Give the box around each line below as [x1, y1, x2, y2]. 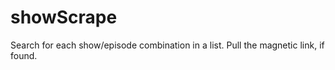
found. [10, 49, 38, 61]
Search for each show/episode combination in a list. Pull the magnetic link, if [10, 39, 325, 51]
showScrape [10, 6, 118, 29]
